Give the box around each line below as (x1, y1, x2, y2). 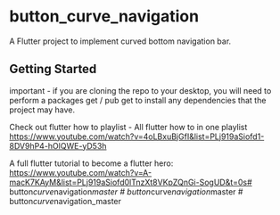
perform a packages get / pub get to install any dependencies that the (9, 95, 267, 105)
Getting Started (9, 62, 97, 77)
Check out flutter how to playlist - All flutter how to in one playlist (9, 121, 248, 132)
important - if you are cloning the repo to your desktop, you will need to (9, 85, 272, 95)
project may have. (9, 104, 76, 115)
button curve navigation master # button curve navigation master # (9, 186, 243, 197)
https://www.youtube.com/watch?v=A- (9, 167, 152, 178)
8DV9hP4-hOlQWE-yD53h (9, 140, 107, 151)
